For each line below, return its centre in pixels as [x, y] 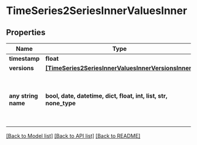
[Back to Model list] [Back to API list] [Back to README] [73, 136]
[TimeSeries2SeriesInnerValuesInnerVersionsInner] [120, 68]
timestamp [24, 58]
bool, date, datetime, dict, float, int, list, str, [106, 96]
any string [23, 96]
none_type [61, 103]
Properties [26, 32]
